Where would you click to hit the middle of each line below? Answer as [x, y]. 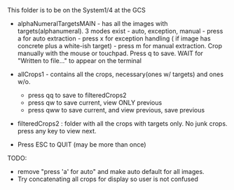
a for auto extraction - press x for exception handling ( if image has [114, 38]
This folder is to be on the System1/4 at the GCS [76, 10]
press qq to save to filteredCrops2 [77, 95]
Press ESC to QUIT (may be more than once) [82, 145]
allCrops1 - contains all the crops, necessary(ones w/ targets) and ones [121, 74]
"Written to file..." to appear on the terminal [80, 61]
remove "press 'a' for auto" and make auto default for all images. [111, 171]
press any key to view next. [57, 131]
